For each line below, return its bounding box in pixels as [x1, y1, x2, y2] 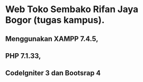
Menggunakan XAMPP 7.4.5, [5, 34, 98, 43]
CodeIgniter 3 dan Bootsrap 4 [5, 69, 101, 77]
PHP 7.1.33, [5, 52, 41, 60]
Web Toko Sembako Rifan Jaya [5, 4, 138, 15]
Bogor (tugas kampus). [5, 14, 105, 26]
